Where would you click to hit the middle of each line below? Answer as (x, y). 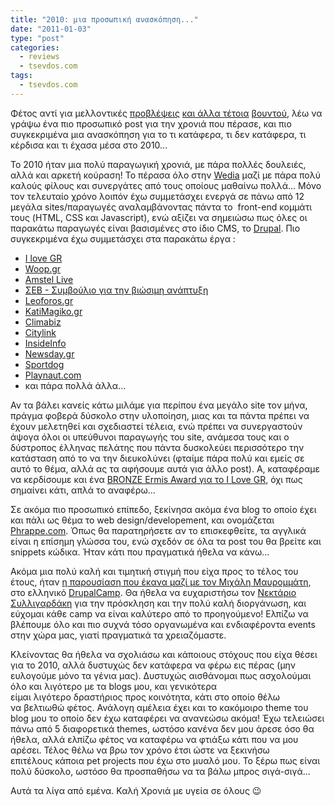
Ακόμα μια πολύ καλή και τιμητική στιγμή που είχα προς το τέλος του (154, 571)
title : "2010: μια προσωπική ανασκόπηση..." (104, 19)
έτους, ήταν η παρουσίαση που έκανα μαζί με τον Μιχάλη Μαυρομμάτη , (161, 582)
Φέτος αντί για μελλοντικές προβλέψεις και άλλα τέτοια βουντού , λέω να (166, 113)
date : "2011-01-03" (51, 29)
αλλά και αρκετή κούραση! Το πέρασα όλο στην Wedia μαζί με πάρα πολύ (165, 175)
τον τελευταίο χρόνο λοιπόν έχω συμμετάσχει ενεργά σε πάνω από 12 (157, 196)
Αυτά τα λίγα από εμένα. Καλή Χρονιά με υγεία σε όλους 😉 (136, 790)
